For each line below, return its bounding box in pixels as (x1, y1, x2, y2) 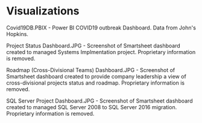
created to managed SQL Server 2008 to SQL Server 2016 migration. (6, 103, 177, 110)
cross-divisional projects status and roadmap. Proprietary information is (6, 79, 185, 86)
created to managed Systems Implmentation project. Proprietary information (6, 48, 196, 55)
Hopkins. (6, 30, 29, 37)
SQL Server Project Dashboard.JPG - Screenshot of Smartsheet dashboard (6, 97, 193, 104)
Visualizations (6, 4, 80, 18)
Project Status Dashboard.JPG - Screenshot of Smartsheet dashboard (6, 42, 180, 49)
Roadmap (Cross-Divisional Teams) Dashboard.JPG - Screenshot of (6, 66, 175, 73)
